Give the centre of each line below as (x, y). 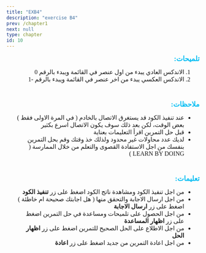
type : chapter (25, 35)
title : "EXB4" (25, 12)
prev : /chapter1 (27, 23)
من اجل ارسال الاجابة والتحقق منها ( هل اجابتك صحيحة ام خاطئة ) (101, 199)
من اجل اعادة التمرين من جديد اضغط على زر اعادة (120, 243)
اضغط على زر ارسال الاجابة (149, 206)
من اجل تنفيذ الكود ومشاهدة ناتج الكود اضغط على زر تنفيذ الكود (103, 192)
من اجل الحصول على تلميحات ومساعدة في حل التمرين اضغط (105, 214)
